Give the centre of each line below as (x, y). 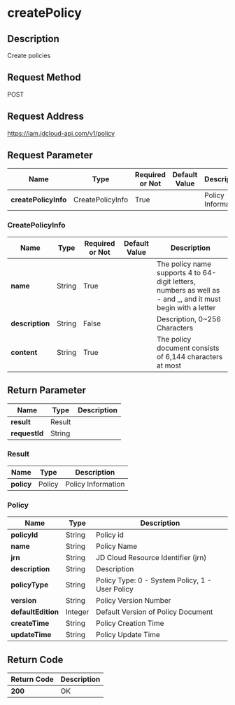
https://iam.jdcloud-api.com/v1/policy (61, 133)
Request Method (44, 77)
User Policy (115, 589)
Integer (77, 612)
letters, (184, 281)
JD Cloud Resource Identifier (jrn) (151, 558)
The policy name (184, 264)
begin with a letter (186, 307)
